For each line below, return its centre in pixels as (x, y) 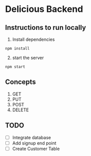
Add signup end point (34, 143)
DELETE (21, 110)
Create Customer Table (36, 149)
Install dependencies (34, 39)
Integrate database (31, 137)
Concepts (21, 82)
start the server (28, 58)
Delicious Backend (44, 9)
